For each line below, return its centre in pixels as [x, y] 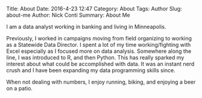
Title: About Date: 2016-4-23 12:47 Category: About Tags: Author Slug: [94, 9]
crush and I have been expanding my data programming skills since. [91, 70]
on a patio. [20, 88]
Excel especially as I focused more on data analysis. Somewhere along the [99, 51]
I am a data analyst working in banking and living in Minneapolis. [86, 27]
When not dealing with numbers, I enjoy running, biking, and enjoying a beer [101, 82]
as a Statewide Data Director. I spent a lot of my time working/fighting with [99, 45]
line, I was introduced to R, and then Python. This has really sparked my [95, 57]
